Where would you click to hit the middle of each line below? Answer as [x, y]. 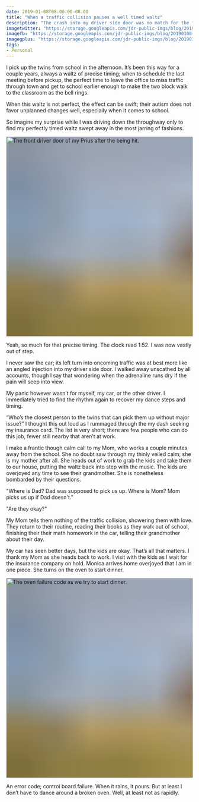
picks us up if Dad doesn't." [40, 497]
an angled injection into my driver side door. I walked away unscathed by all [98, 369]
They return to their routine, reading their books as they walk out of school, [98, 526]
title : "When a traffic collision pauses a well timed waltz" [84, 17]
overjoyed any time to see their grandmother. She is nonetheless [85, 473]
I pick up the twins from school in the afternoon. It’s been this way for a [93, 67]
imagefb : [17, 34]
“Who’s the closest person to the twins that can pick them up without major [98, 417]
